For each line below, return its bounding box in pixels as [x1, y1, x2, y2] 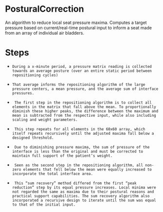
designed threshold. [12, 135, 54, 140]
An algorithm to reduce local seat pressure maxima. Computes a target [5, 20, 147, 25]
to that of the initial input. [12, 202, 76, 207]
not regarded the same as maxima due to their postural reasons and [12, 189, 154, 194]
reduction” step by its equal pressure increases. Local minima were [12, 185, 157, 190]
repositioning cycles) [12, 72, 58, 78]
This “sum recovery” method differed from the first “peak [14, 181, 137, 186]
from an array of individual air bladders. [5, 30, 84, 36]
